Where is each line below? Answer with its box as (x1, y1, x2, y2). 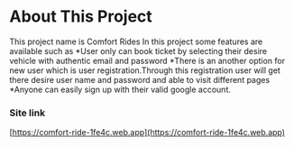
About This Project (9, 6, 153, 27)
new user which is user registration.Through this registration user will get (9, 65, 281, 76)
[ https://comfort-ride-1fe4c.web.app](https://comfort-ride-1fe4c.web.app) (9, 127, 286, 138)
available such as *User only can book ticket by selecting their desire (9, 45, 268, 56)
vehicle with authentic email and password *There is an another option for (9, 55, 286, 66)
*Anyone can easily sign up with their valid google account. (9, 84, 232, 95)
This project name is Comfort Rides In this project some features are (9, 36, 263, 47)
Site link (9, 106, 46, 119)
